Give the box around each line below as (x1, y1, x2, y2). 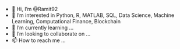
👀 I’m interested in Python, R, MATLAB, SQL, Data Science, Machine (11, 12, 175, 19)
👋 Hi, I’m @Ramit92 (11, 6, 58, 12)
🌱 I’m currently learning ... (11, 24, 74, 31)
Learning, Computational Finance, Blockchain (11, 18, 121, 24)
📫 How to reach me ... (11, 37, 66, 44)
